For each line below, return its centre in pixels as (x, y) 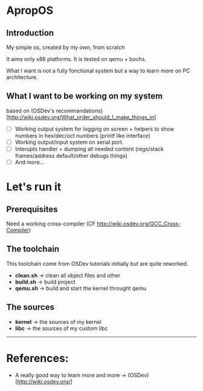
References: (37, 358)
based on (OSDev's (31, 111)
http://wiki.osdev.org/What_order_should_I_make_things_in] (82, 117)
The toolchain (33, 249)
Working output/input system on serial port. (69, 142)
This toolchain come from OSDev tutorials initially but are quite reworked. (97, 263)
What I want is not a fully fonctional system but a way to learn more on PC (98, 71)
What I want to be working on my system (85, 96)
